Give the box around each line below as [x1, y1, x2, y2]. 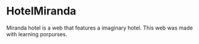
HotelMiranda [6, 4, 77, 18]
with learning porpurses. [6, 30, 68, 37]
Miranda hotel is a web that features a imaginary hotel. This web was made [6, 24, 194, 31]
